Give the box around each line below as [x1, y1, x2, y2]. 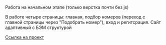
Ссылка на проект [5, 34, 44, 40]
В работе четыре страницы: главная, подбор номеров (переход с [5, 14, 145, 19]
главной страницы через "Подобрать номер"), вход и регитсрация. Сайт [5, 19, 161, 25]
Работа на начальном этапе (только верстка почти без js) [5, 4, 129, 10]
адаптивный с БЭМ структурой [5, 24, 72, 30]
